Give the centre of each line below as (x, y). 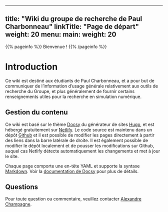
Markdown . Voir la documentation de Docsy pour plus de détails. (72, 171)
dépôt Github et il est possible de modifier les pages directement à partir (80, 135)
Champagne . (18, 204)
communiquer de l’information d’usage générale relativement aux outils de (82, 86)
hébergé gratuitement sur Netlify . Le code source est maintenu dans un (79, 129)
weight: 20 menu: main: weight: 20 (61, 35)
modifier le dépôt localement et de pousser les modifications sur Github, (80, 145)
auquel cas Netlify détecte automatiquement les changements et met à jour (83, 151)
